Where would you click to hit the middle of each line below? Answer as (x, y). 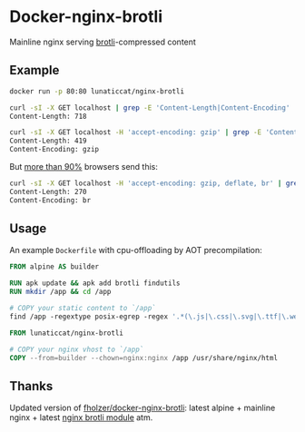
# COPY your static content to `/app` (83, 309)
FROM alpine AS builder (54, 267)
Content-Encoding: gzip (54, 150)
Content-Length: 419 (49, 141)
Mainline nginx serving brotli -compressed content (103, 42)
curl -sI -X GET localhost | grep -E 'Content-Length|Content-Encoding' (150, 108)
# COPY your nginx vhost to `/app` (77, 349)
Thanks (31, 386)
